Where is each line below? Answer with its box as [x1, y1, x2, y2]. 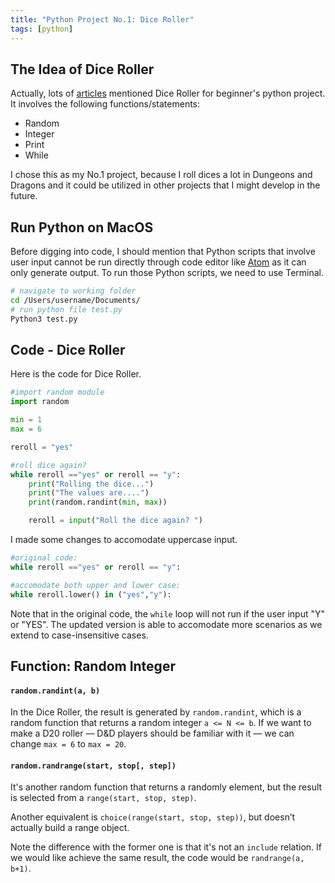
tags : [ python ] [10, 24, 74, 34]
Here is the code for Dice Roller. [10, 368, 142, 380]
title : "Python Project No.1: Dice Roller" [10, 14, 195, 25]
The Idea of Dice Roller [10, 61, 155, 78]
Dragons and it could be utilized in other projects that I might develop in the [10, 179, 321, 191]
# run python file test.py [10, 304, 123, 315]
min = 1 [10, 415, 43, 425]
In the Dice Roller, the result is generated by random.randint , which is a [10, 706, 302, 718]
